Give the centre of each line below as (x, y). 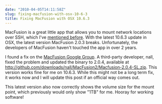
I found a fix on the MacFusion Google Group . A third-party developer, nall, (80, 57)
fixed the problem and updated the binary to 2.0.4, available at (67, 62)
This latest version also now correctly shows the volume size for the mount (80, 87)
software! (15, 97)
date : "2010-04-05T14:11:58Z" (36, 9)
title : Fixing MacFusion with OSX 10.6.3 (47, 18)
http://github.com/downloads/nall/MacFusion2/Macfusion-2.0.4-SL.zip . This (81, 67)
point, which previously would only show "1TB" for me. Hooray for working (79, 92)
